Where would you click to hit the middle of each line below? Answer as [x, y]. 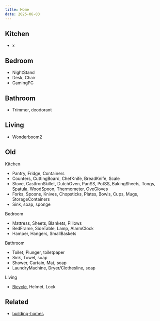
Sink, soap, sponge [31, 204]
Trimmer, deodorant [32, 109]
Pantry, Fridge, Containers [38, 173]
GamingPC [23, 83]
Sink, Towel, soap [30, 257]
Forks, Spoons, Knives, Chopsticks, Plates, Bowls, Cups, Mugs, [75, 194]
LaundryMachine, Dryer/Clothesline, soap [54, 267]
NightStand [23, 72]
